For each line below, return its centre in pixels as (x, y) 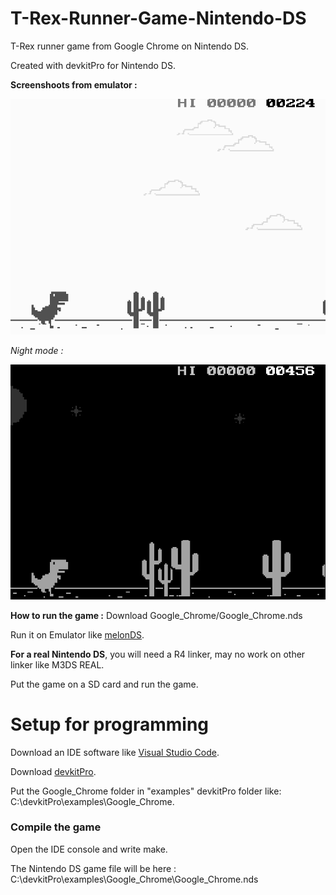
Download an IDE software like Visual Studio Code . (115, 752)
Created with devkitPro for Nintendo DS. (93, 65)
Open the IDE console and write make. (89, 849)
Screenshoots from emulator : (74, 84)
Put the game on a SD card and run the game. (104, 684)
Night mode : (37, 351)
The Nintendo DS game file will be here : (93, 868)
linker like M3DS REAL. (57, 664)
